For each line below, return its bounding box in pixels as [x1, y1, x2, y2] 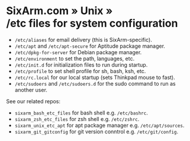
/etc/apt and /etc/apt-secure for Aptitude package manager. [14, 42, 166, 50]
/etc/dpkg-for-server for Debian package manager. [14, 48, 142, 55]
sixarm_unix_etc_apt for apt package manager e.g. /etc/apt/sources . [14, 122, 185, 129]
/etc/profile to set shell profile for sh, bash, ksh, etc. [14, 67, 146, 74]
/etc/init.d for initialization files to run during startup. [14, 61, 148, 68]
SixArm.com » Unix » [6, 4, 113, 18]
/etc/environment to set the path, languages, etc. [14, 55, 135, 62]
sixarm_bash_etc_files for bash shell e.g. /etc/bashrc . [14, 109, 148, 116]
